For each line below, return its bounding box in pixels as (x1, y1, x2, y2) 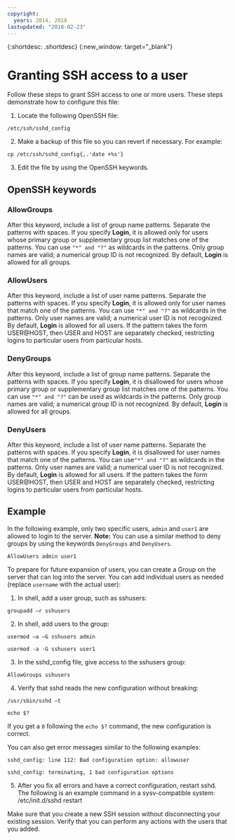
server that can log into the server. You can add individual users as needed (7, 572, 224, 581)
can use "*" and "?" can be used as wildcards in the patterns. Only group (7, 392, 222, 400)
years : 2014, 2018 (13, 17, 68, 24)
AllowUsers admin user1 (7, 553, 77, 560)
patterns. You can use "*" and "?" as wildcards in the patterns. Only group (7, 243, 224, 251)
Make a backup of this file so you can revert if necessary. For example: (17, 138, 223, 146)
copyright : (7, 10, 39, 18)
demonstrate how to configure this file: (7, 98, 119, 106)
